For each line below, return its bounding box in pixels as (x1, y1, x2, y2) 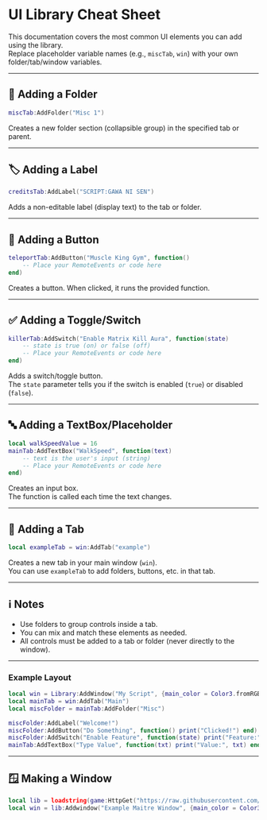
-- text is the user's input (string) (22, 454, 151, 462)
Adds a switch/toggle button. (8, 371, 103, 381)
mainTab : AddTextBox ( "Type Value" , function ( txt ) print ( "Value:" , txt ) (8, 741, 247, 749)
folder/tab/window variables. (8, 57, 103, 67)
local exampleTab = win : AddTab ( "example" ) (8, 543, 151, 551)
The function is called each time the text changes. (8, 492, 172, 501)
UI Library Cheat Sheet (8, 6, 161, 24)
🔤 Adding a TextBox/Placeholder (8, 419, 173, 432)
